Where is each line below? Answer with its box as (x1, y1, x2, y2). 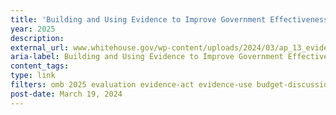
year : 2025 (10, 24, 56, 34)
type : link (10, 71, 56, 81)
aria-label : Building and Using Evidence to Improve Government (10, 52, 284, 62)
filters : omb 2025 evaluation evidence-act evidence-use (10, 80, 253, 90)
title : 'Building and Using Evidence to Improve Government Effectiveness (10, 14, 329, 25)
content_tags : (10, 61, 70, 71)
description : (10, 33, 65, 43)
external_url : (10, 42, 70, 53)
